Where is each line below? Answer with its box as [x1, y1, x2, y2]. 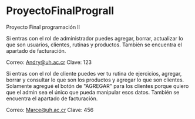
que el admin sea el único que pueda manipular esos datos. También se [6, 89, 180, 96]
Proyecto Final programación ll [6, 23, 80, 30]
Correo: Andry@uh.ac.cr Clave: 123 [6, 59, 92, 66]
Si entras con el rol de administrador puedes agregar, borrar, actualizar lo [6, 35, 183, 42]
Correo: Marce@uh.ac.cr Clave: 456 [6, 106, 94, 113]
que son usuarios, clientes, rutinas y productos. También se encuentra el [6, 41, 182, 48]
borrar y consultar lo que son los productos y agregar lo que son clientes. [6, 76, 184, 83]
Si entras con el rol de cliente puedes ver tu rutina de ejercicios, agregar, [6, 70, 182, 77]
